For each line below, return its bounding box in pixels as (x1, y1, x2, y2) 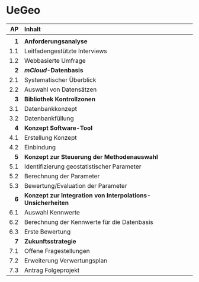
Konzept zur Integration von (24, 191, 105, 199)
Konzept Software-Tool (24, 124, 93, 132)
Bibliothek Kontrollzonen (24, 95, 96, 103)
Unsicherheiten (24, 198, 69, 207)
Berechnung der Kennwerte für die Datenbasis (24, 217, 154, 226)
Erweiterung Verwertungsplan (24, 256, 108, 264)
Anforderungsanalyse (24, 37, 88, 45)
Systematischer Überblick (24, 75, 97, 84)
